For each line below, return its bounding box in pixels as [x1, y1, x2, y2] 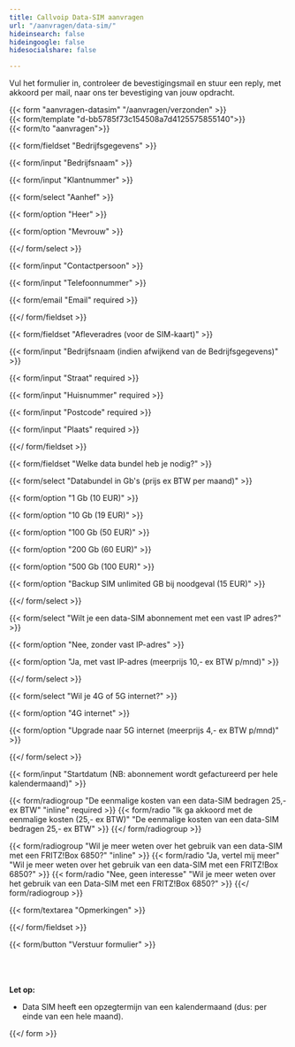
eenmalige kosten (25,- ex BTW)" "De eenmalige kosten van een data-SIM [9, 814, 280, 825]
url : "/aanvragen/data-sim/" [9, 21, 117, 30]
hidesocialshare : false [9, 46, 97, 55]
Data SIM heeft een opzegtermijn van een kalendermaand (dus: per [21, 1002, 268, 1012]
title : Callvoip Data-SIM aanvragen [9, 12, 144, 22]
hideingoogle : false [9, 37, 86, 47]
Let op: [9, 984, 35, 996]
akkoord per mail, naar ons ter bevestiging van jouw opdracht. [9, 88, 236, 98]
